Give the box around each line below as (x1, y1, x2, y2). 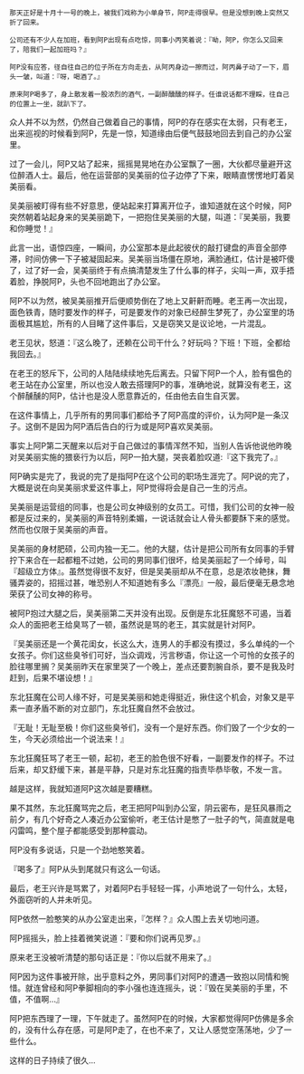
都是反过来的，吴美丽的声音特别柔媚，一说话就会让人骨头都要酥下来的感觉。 (9, 513, 295, 523)
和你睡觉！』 (9, 223, 57, 234)
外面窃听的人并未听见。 (9, 895, 97, 905)
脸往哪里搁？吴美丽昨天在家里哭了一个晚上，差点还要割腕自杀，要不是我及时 (9, 661, 295, 672)
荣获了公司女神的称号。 (9, 589, 97, 599)
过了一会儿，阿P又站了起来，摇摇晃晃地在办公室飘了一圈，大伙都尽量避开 (9, 158, 284, 169)
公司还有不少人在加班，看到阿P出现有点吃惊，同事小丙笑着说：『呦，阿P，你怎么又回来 (9, 35, 283, 44)
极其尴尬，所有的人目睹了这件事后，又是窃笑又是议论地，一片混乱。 (16, 318, 271, 329)
